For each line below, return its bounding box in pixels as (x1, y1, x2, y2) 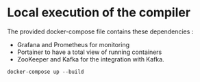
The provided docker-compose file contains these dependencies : (7, 27, 194, 36)
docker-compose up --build (7, 68, 84, 75)
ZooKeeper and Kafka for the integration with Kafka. (16, 55, 164, 63)
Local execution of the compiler (7, 5, 190, 20)
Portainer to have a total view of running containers (16, 48, 162, 56)
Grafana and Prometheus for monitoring (16, 40, 130, 49)
